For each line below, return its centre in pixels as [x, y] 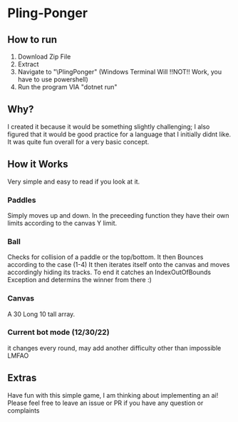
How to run [32, 40]
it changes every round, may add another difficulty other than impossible [114, 348]
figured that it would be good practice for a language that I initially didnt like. [119, 134]
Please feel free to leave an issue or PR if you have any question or [105, 403]
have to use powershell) [53, 79]
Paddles [22, 200]
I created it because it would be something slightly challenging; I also [109, 126]
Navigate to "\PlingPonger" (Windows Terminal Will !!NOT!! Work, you [120, 72]
